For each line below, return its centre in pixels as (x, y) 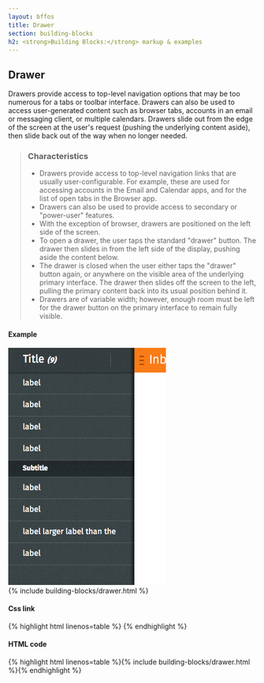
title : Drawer (32, 25)
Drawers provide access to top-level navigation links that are (138, 173)
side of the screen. (70, 232)
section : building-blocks (50, 33)
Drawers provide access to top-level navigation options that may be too (124, 94)
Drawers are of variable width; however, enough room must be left (147, 300)
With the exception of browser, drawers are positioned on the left (145, 224)
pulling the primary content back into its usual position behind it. (143, 291)
